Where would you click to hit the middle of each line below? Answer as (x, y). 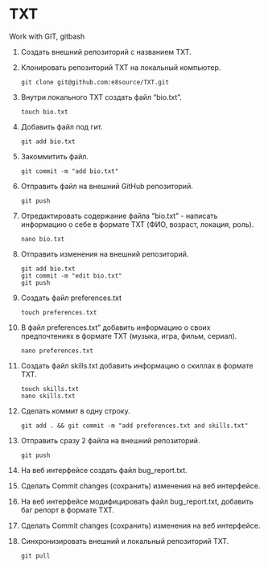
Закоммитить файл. (55, 156)
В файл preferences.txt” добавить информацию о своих (116, 327)
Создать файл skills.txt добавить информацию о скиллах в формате (137, 365)
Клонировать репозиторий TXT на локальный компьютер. (121, 67)
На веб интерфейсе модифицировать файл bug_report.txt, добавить (137, 501)
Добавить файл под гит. (62, 126)
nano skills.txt (48, 396)
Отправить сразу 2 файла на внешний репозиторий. (110, 440)
